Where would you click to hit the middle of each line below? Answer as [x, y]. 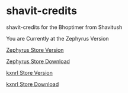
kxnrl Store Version [30, 72]
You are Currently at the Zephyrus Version [57, 38]
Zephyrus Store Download [38, 61]
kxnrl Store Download [33, 84]
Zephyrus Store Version [35, 50]
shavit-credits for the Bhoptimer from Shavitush [64, 27]
